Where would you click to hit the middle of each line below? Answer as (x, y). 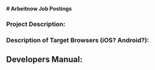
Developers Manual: (44, 60)
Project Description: (36, 24)
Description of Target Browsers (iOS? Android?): (78, 40)
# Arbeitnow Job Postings (39, 9)
